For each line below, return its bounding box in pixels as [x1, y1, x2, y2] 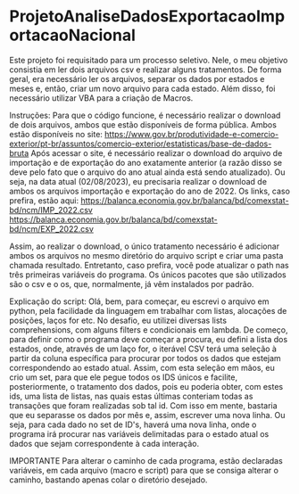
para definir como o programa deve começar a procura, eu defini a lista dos [9, 333, 288, 344]
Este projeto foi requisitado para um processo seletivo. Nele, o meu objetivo [9, 54, 288, 65]
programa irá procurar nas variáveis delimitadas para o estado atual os [9, 428, 270, 439]
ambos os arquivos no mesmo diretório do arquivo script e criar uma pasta [9, 250, 284, 260]
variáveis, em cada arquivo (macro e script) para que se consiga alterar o [9, 465, 279, 475]
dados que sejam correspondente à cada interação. [9, 438, 199, 449]
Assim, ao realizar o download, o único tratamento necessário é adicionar [9, 241, 279, 251]
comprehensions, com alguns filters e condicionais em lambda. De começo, [9, 324, 288, 335]
